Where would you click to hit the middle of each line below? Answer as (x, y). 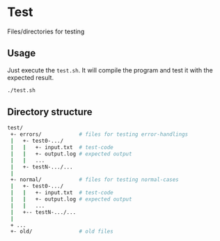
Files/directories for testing (46, 31)
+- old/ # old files (62, 232)
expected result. (31, 77)
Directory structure (50, 112)
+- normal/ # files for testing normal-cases (94, 180)
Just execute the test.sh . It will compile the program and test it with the (110, 70)
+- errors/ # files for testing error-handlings (99, 134)
